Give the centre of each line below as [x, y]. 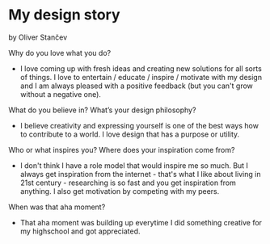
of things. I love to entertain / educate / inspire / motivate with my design [141, 77]
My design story [64, 15]
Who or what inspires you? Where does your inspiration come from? [122, 149]
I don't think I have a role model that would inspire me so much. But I [134, 165]
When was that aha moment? [57, 207]
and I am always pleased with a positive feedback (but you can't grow [136, 86]
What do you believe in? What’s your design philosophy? [102, 110]
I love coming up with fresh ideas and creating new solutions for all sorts [141, 68]
